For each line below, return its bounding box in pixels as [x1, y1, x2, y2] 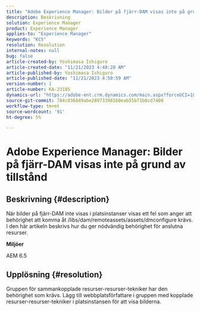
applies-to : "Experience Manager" [6, 31, 92, 37]
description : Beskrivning [6, 14, 70, 20]
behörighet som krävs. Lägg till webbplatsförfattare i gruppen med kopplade [6, 292, 193, 299]
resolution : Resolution [6, 42, 65, 48]
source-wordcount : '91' [6, 109, 65, 115]
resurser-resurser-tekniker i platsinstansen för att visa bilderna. [6, 298, 162, 305]
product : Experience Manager [6, 25, 79, 32]
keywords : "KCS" [6, 36, 46, 42]
